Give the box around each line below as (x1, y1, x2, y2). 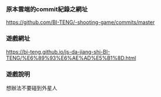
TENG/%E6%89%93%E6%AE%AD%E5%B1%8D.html (6, 54, 136, 61)
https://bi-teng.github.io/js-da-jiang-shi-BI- (6, 48, 110, 55)
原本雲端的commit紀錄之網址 (6, 5, 88, 13)
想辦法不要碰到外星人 (6, 84, 57, 91)
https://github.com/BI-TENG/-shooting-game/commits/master (6, 19, 155, 26)
